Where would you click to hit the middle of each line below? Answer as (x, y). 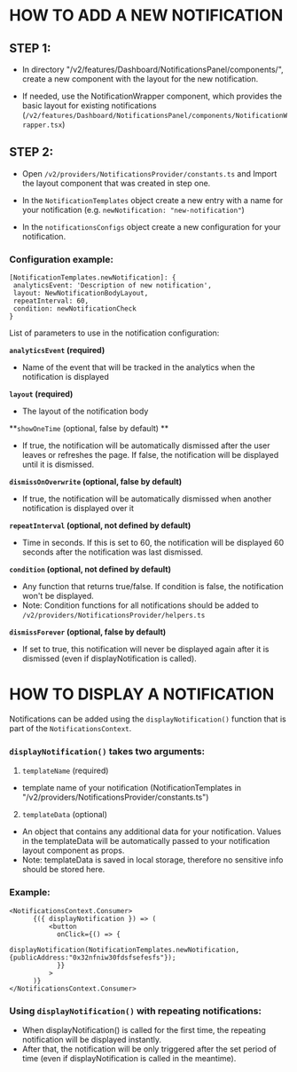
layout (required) (41, 394)
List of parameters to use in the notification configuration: (114, 333)
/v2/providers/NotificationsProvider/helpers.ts (113, 616)
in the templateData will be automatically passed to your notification (146, 841)
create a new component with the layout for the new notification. (140, 79)
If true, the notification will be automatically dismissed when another (147, 499)
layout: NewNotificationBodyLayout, (81, 294)
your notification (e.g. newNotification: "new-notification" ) (133, 209)
